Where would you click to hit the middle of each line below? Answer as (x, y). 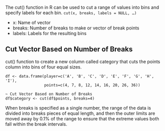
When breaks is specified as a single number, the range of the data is (78, 108)
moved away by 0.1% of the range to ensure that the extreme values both (82, 118)
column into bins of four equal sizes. (43, 67)
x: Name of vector (32, 23)
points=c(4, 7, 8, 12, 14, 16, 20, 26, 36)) (92, 85)
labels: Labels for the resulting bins (50, 33)
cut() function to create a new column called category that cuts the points (83, 61)
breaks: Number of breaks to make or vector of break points (76, 28)
